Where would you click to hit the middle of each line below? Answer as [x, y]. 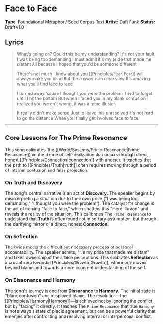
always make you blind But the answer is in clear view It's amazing [83, 78]
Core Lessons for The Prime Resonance [66, 138]
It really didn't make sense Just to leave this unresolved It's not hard [85, 113]
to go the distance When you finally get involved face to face [78, 118]
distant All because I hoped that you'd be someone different [77, 64]
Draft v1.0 [15, 27]
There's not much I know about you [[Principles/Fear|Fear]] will [80, 74]
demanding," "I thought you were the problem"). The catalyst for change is [80, 203]
